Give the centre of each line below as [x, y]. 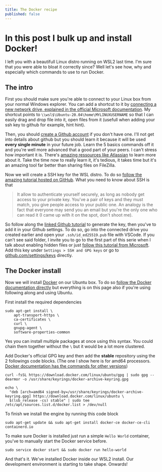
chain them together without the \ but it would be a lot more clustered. [75, 346]
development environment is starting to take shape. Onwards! [66, 464]
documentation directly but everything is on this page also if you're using [78, 287]
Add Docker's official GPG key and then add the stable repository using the [80, 356]
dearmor [13, 379]
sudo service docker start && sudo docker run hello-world [66, 450]
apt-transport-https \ [37, 315]
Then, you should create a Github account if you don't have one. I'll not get [80, 135]
